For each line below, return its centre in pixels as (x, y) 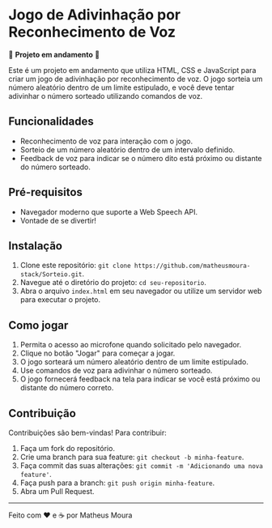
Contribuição (42, 413)
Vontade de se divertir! (58, 220)
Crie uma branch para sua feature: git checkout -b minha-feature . (132, 457)
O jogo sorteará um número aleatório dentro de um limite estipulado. (134, 362)
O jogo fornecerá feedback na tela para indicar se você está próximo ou (140, 379)
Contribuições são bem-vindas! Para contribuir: (88, 432)
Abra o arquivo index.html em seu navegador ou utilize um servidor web (141, 291)
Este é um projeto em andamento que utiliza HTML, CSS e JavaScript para (132, 70)
